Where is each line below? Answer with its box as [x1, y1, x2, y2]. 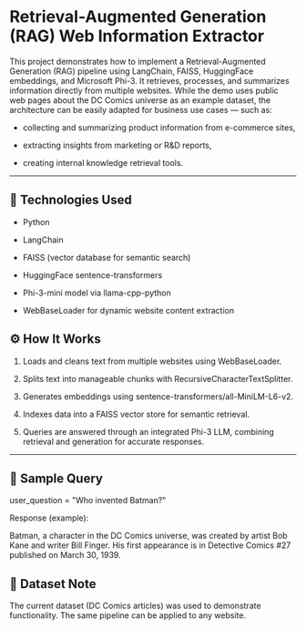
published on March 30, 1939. [9, 550, 121, 561]
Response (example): [9, 512, 89, 523]
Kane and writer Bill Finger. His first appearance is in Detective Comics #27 [9, 540, 291, 551]
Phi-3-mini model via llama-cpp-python [22, 287, 171, 298]
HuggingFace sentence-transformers [22, 269, 163, 280]
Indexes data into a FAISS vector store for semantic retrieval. [22, 408, 250, 419]
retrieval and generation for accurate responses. [22, 436, 205, 447]
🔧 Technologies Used [9, 192, 132, 208]
